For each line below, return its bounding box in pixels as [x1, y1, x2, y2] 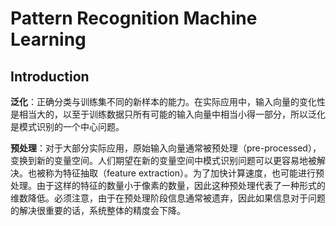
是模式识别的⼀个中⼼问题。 [10, 121, 125, 132]
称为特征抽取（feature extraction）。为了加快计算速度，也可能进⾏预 [44, 167, 325, 179]
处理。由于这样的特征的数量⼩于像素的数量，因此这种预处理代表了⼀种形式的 [10, 180, 326, 191]
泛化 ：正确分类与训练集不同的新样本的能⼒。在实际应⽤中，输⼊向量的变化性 [10, 96, 326, 107]
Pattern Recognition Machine [10, 7, 258, 30]
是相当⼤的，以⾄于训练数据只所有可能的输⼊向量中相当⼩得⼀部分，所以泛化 [10, 108, 326, 120]
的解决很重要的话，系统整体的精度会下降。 [10, 205, 186, 216]
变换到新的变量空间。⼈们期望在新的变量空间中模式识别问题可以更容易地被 [10, 155, 317, 166]
